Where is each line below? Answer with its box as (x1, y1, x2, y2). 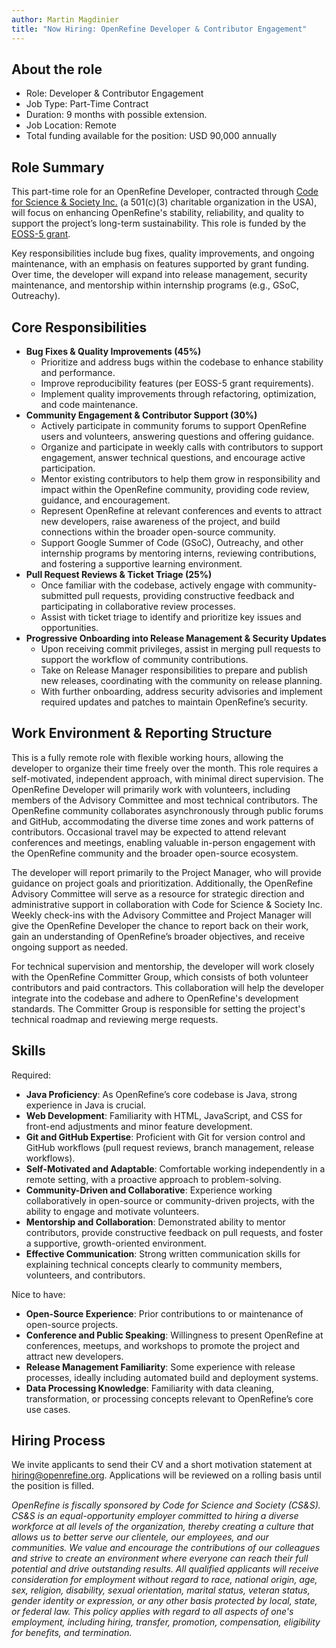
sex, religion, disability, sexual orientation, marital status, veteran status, (11, 1584, 311, 1596)
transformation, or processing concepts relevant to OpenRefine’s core (25, 1392, 314, 1405)
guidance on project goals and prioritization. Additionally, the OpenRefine (11, 877, 314, 889)
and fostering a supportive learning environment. (40, 557, 243, 570)
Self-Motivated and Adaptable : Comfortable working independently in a (25, 1162, 326, 1175)
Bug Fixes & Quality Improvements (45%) (25, 345, 202, 357)
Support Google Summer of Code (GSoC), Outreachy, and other (40, 536, 304, 548)
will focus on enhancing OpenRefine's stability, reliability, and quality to (11, 207, 304, 219)
